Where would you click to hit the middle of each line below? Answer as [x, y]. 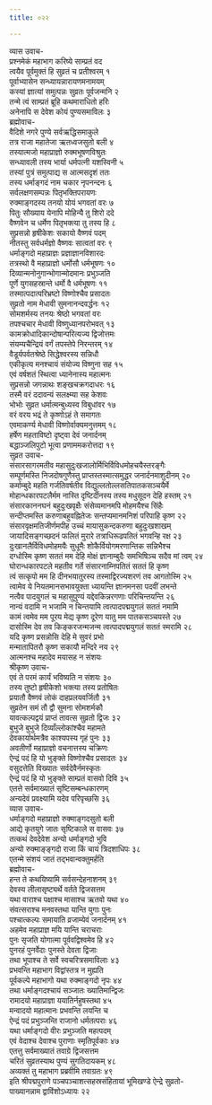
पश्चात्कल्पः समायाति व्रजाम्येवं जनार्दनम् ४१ [68, 919]
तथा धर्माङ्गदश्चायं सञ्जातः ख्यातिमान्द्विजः [67, 990]
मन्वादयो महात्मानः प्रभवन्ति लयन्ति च [59, 1010]
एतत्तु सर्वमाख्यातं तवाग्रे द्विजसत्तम [54, 1050]
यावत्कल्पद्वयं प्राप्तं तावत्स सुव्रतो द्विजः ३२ [65, 717]
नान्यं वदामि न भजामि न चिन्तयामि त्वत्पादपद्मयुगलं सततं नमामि [94, 606]
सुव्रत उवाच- [27, 455]
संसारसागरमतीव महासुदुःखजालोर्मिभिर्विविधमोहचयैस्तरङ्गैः [88, 465]
